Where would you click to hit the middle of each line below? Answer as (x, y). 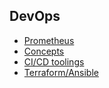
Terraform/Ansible (61, 72)
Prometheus (49, 40)
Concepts (44, 51)
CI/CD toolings (54, 61)
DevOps (35, 16)
